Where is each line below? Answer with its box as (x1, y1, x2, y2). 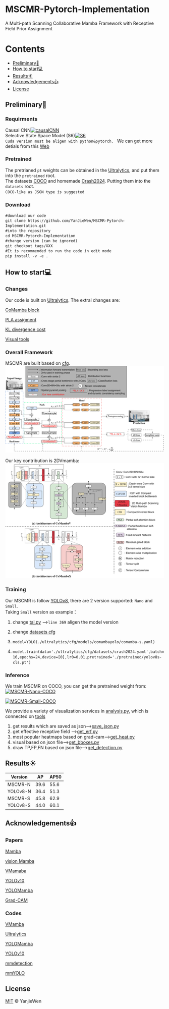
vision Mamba (5, 858, 34, 864)
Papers (5, 836, 23, 844)
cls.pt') (12, 660, 31, 665)
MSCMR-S (7, 796, 30, 802)
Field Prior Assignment (5, 25, 53, 31)
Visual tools (5, 336, 29, 342)
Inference (5, 671, 30, 679)
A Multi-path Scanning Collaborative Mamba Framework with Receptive (5, 20, 154, 26)
